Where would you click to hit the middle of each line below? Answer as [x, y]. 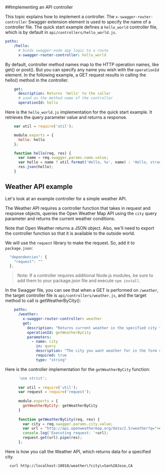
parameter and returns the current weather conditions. [60, 219]
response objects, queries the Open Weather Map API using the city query [81, 213]
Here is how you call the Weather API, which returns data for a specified [78, 451]
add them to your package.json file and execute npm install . [79, 281]
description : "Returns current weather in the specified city [92, 328]
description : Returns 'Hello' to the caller [64, 94]
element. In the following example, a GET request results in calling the [76, 75]
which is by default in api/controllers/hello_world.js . [61, 32]
